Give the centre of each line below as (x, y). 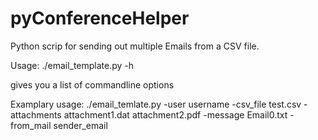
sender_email (80, 125)
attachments (36, 114)
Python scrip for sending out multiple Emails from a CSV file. (135, 46)
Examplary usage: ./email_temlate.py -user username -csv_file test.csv (156, 104)
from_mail (31, 125)
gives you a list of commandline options (92, 84)
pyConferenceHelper (100, 18)
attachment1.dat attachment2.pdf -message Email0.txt (175, 114)
